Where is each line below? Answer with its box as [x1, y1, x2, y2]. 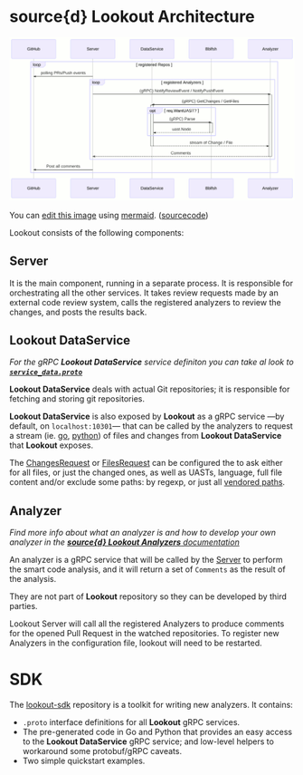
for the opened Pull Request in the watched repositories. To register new [9, 628, 279, 639]
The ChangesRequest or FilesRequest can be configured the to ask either [9, 458, 283, 469]
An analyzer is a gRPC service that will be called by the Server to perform [9, 555, 283, 566]
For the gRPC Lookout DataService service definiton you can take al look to [9, 356, 294, 368]
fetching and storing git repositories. [9, 393, 145, 404]
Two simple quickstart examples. [22, 755, 146, 767]
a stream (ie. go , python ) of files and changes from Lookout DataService [9, 431, 282, 441]
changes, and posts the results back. [9, 306, 147, 317]
